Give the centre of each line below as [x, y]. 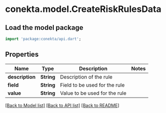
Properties [22, 55]
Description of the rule [86, 77]
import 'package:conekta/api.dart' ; [43, 39]
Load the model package [44, 28]
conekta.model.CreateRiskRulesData [83, 9]
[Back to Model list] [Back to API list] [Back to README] [62, 105]
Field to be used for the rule [92, 85]
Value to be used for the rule [93, 93]
